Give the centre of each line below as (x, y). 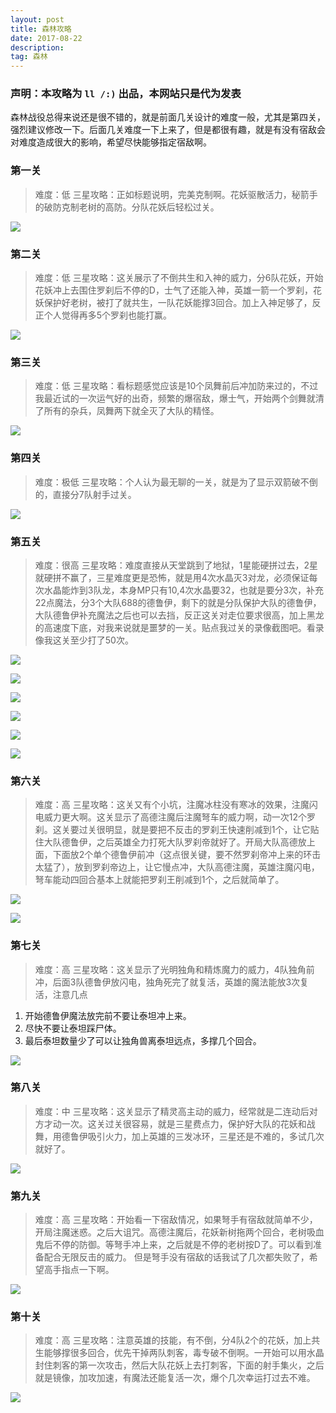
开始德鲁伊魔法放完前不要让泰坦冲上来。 (108, 1015)
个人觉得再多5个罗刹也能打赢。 (108, 315)
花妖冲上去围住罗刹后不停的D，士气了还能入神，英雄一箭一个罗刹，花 (178, 290)
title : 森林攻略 (41, 29)
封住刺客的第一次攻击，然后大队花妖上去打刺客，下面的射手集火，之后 (179, 1365)
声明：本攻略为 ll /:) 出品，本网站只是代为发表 (126, 94)
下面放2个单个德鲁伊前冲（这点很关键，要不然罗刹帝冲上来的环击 (187, 855)
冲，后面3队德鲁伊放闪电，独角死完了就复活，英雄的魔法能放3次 (167, 982)
